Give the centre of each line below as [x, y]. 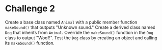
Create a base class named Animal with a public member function [71, 22]
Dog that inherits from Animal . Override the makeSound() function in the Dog [79, 32]
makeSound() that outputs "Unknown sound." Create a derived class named [80, 27]
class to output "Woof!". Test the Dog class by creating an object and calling [81, 38]
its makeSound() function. [30, 43]
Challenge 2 [30, 9]
